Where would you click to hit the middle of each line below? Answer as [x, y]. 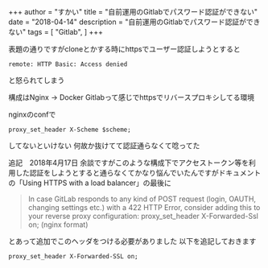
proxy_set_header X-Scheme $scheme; [70, 130]
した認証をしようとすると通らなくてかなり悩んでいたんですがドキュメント [138, 173]
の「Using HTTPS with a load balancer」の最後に [90, 183]
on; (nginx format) [58, 225]
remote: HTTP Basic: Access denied [68, 64]
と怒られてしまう [37, 80]
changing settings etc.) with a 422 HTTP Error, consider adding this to [144, 207]
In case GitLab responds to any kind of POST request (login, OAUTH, [142, 199]
